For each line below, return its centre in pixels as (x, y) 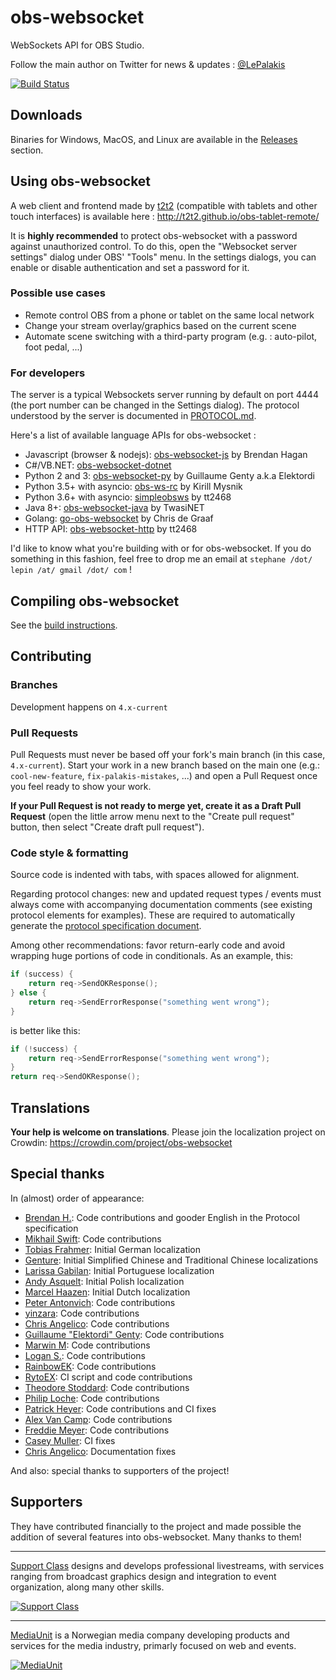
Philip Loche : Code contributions (92, 1398)
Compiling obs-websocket (95, 601)
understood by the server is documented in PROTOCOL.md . (133, 416)
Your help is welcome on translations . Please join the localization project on (168, 1132)
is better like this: (45, 1030)
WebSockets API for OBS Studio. (77, 45)
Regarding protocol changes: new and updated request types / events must (166, 894)
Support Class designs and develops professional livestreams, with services (167, 1565)
